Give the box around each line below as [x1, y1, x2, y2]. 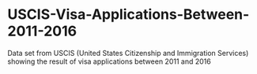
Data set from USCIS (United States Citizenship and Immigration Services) [7, 48, 249, 57]
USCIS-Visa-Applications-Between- [7, 6, 250, 24]
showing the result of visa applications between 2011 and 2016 [7, 57, 211, 66]
